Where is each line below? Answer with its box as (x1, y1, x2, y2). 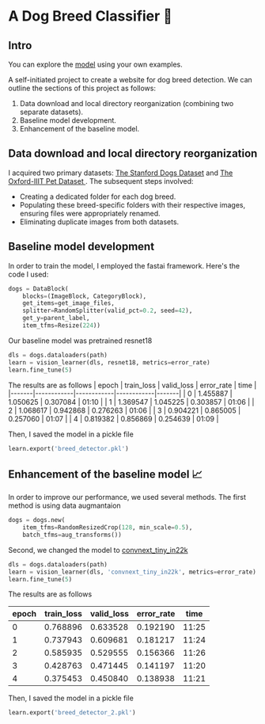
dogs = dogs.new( (8, 516, 66, 524)
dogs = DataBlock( (8, 284, 69, 292)
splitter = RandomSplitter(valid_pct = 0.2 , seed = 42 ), (22, 307, 193, 315)
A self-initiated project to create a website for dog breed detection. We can (8, 75, 253, 84)
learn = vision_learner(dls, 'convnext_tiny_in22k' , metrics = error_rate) (8, 568, 257, 576)
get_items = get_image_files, (22, 299, 115, 307)
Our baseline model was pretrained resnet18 (8, 336, 153, 345)
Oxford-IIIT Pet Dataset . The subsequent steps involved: (8, 176, 194, 185)
